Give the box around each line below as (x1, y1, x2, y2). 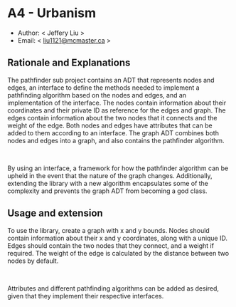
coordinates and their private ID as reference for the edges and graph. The (7, 105, 226, 115)
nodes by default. (7, 256, 59, 265)
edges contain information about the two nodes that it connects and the (7, 113, 218, 122)
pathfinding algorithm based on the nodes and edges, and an (7, 90, 187, 99)
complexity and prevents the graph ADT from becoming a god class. (7, 187, 208, 195)
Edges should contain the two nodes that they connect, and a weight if (7, 241, 215, 250)
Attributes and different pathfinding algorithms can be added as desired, (7, 283, 219, 293)
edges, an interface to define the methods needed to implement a (7, 83, 200, 92)
